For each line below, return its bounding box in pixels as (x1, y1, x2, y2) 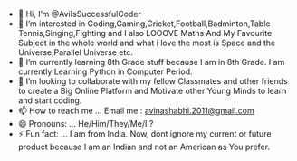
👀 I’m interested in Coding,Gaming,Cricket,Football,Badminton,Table (17, 18, 271, 29)
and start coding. (17, 95, 82, 106)
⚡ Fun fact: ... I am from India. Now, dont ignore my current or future (17, 128, 272, 139)
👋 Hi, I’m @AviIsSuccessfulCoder (17, 9, 142, 19)
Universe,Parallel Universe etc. (17, 47, 133, 58)
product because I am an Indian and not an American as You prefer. (17, 141, 270, 152)
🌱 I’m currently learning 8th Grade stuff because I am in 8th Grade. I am (17, 57, 285, 67)
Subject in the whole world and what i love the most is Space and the (17, 37, 276, 48)
